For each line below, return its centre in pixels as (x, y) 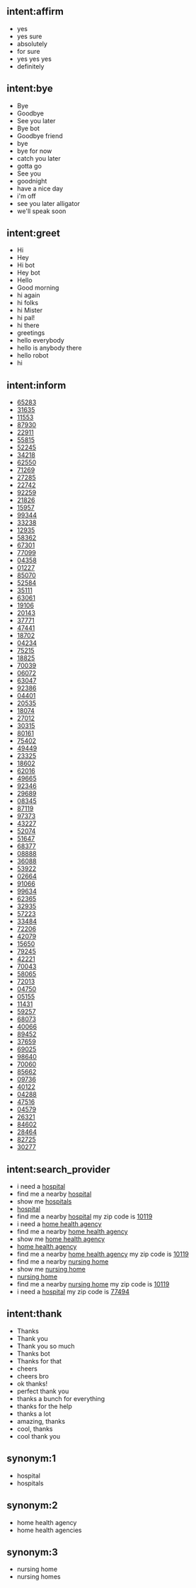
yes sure (29, 36)
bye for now (34, 151)
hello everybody (40, 341)
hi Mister (30, 310)
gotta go (29, 166)
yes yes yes (34, 59)
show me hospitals (44, 1201)
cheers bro (33, 1376)
